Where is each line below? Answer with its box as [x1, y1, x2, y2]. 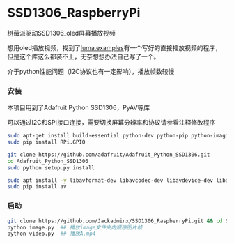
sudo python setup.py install [7, 164, 95, 171]
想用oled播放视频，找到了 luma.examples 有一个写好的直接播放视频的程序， [7, 43, 221, 52]
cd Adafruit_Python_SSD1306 [7, 158, 89, 165]
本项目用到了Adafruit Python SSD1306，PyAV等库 [7, 103, 150, 112]
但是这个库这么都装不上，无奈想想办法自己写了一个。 [7, 52, 160, 61]
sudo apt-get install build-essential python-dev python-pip [7, 132, 189, 139]
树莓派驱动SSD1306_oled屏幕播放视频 [7, 29, 116, 37]
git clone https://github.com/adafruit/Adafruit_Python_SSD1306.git [7, 151, 210, 158]
